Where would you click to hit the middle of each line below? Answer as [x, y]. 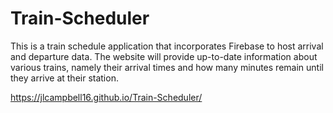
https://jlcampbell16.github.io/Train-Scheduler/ [106, 97]
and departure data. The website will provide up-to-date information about [164, 56]
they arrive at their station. [64, 78]
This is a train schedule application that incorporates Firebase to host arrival [167, 46]
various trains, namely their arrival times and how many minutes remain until [167, 67]
